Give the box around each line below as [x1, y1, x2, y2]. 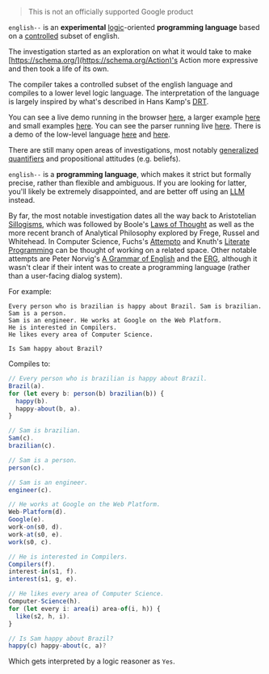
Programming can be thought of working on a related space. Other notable [8, 246, 257, 255]
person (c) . [8, 464, 45, 472]
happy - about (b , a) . [15, 404, 82, 413]
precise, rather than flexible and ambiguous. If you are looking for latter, [8, 178, 247, 187]
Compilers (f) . [8, 560, 57, 568]
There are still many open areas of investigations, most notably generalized [8, 145, 258, 154]
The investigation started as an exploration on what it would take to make [8, 47, 252, 56]
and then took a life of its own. [8, 64, 109, 74]
